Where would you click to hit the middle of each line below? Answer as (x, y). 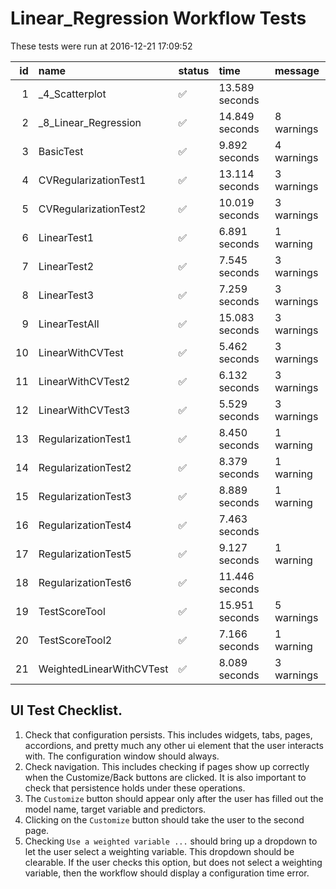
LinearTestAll (69, 324)
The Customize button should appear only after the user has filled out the (174, 798)
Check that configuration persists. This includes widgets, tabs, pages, (168, 734)
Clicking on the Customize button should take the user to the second (164, 819)
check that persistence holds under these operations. (135, 788)
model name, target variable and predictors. (115, 809)
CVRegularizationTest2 (92, 209)
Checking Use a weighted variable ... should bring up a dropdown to (171, 841)
